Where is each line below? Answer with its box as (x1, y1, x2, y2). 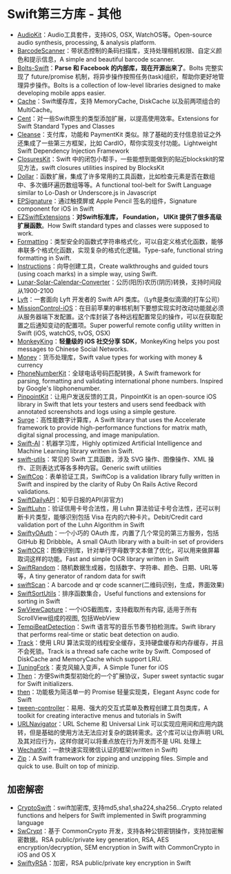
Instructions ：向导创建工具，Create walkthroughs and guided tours (17, 262, 209, 270)
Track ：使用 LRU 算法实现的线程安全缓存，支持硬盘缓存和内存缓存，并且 (17, 638, 224, 647)
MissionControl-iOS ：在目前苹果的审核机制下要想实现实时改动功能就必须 (17, 303, 224, 312)
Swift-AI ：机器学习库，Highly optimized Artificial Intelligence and (17, 439, 202, 447)
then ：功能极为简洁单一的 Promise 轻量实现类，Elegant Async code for (17, 687, 220, 696)
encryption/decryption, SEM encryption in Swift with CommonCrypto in (17, 843, 220, 851)
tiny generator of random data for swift (35, 571, 146, 580)
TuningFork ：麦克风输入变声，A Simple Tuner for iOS (17, 663, 169, 671)
